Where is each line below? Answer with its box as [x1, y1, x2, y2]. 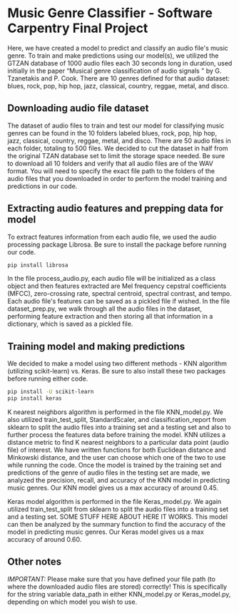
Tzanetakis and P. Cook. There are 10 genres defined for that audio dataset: [7, 73, 230, 83]
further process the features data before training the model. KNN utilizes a [7, 431, 226, 439]
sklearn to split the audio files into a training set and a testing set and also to [7, 423, 231, 431]
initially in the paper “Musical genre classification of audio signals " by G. [7, 66, 222, 75]
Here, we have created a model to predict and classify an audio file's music [7, 43, 228, 52]
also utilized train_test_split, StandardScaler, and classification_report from [7, 416, 227, 423]
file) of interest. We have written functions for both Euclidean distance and [7, 445, 226, 454]
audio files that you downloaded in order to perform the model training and [7, 174, 227, 182]
